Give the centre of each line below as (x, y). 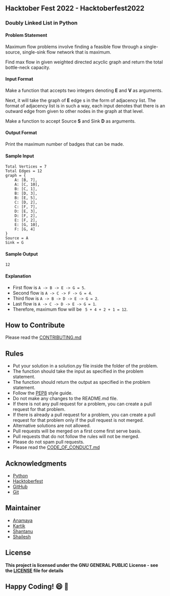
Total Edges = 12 (24, 171)
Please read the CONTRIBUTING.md (43, 337)
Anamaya (23, 520)
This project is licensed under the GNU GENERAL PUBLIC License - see (82, 565)
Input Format (19, 79)
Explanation (18, 276)
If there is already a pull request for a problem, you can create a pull (84, 415)
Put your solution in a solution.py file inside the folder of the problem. (85, 366)
